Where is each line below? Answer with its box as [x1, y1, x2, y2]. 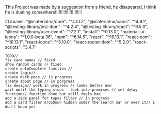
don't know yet [5, 104, 36, 109]
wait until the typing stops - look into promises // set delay [5, 87, 138, 92]
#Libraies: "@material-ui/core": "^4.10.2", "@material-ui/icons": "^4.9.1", [5, 19, 148, 24]
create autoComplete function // [5, 66, 73, 71]
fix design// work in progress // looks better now [5, 83, 112, 88]
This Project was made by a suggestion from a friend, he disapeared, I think [5, 4, 157, 10]
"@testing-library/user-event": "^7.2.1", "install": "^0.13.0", [5, 29, 120, 34]
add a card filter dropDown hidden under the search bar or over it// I [5, 100, 155, 105]
